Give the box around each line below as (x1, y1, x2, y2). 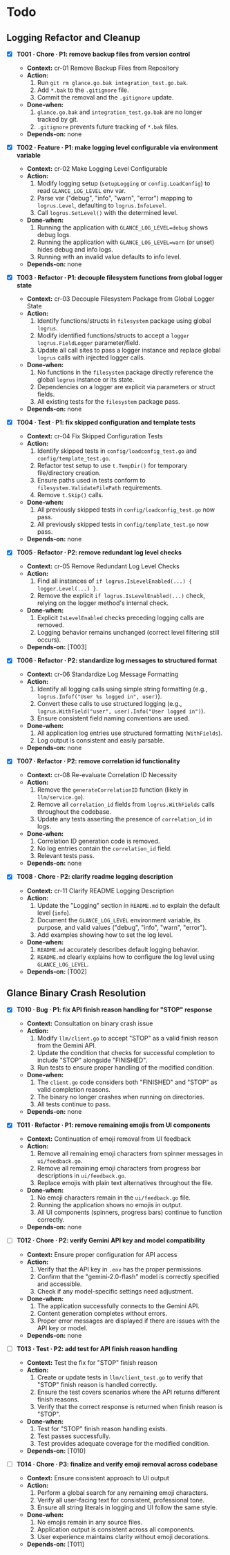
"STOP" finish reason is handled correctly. (37, 1380, 157, 1388)
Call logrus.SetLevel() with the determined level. (37, 209, 178, 217)
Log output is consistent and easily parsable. (37, 736, 165, 745)
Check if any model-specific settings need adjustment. (37, 1287, 193, 1295)
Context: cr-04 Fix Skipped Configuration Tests (26, 432, 163, 440)
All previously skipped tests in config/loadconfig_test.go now (37, 505, 215, 514)
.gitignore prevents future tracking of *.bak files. (37, 122, 179, 131)
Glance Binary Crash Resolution (6, 987, 146, 999)
